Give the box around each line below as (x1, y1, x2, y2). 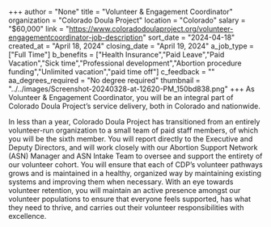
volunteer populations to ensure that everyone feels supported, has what (8, 194, 251, 204)
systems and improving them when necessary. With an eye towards (8, 177, 234, 187)
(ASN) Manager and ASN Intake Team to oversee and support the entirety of (8, 151, 263, 161)
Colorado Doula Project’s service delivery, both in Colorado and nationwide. (8, 101, 261, 111)
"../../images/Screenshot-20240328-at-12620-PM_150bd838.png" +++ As (8, 84, 255, 94)
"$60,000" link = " (8, 24, 70, 33)
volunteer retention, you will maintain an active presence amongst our (8, 186, 241, 195)
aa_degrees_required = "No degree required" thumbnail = (8, 76, 201, 85)
